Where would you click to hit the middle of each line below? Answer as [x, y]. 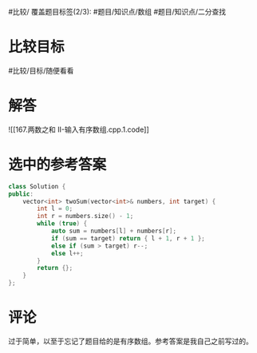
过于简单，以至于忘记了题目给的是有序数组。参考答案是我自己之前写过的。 [130, 341]
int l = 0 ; [55, 209]
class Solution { [37, 186]
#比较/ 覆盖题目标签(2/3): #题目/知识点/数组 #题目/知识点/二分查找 [117, 12]
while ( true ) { [62, 224]
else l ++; [67, 253]
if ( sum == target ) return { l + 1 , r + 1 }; [128, 238]
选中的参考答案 [57, 165]
